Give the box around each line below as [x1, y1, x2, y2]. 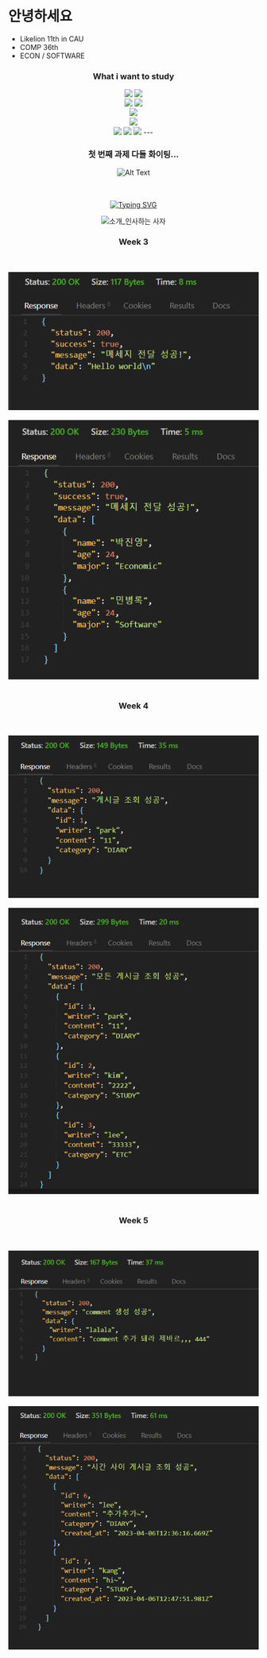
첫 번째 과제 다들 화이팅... [87, 149, 180, 160]
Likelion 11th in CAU [19, 33, 84, 44]
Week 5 [118, 1215, 149, 1226]
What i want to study [92, 71, 175, 82]
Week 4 [118, 700, 149, 711]
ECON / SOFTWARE [19, 51, 85, 60]
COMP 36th [19, 42, 59, 52]
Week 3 [118, 236, 149, 247]
